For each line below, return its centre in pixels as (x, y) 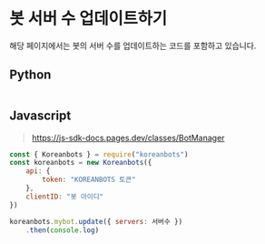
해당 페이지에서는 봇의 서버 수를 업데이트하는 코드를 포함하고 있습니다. (133, 46)
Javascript (40, 116)
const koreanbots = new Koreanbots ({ (81, 163)
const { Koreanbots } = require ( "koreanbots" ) (99, 154)
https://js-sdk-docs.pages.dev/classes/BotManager (128, 137)
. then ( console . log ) (63, 230)
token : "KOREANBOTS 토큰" (89, 180)
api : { (38, 171)
